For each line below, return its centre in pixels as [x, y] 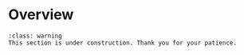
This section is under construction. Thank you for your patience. [123, 43]
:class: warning [35, 36]
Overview [41, 15]
